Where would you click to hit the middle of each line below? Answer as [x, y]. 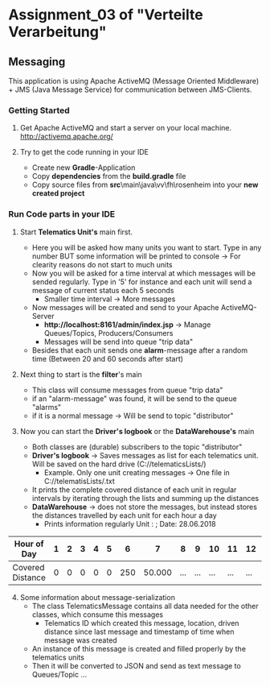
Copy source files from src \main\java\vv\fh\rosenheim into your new [145, 185]
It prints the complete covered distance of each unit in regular [134, 490]
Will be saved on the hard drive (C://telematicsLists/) [119, 464]
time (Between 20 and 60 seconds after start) [107, 358]
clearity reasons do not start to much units [102, 264]
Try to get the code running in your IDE [84, 152]
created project [58, 193]
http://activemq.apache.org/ [67, 137]
